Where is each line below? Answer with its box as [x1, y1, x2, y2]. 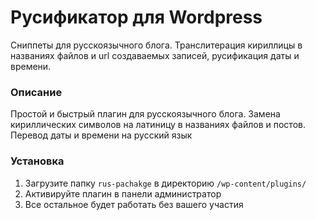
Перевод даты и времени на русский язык [10, 129, 193, 141]
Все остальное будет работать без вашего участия [24, 198, 244, 210]
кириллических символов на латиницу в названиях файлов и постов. [10, 119, 306, 131]
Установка [10, 154, 65, 168]
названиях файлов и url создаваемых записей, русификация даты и [10, 49, 300, 61]
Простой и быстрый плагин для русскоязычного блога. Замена [10, 108, 281, 120]
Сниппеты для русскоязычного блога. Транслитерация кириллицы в [10, 39, 303, 51]
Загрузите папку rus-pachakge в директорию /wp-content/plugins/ [24, 177, 307, 189]
